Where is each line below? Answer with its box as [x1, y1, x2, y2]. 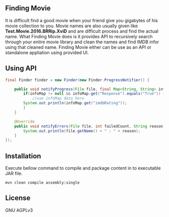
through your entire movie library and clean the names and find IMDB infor [5, 39, 159, 45]
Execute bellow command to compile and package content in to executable [5, 165, 161, 171]
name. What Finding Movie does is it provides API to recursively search [5, 33, 153, 39]
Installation [5, 152, 41, 160]
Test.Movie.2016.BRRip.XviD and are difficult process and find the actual [5, 28, 158, 34]
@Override [14, 119, 35, 124]
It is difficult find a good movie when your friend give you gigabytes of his [5, 17, 158, 23]
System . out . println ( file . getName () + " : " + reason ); [23, 128, 141, 133]
